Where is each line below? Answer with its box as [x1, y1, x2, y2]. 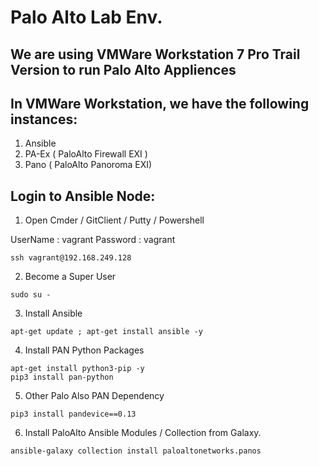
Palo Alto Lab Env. [10, 6, 163, 29]
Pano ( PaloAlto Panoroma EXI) [24, 159, 153, 171]
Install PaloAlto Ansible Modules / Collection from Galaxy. [24, 427, 262, 439]
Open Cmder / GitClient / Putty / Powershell [24, 214, 205, 226]
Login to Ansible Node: [10, 187, 156, 205]
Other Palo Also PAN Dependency [24, 390, 165, 402]
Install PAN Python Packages [24, 344, 145, 356]
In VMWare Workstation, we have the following [10, 95, 310, 112]
